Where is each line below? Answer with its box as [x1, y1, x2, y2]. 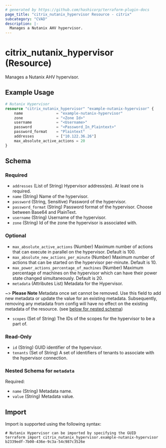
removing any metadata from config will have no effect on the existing [5, 301, 148, 307]
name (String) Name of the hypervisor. [12, 193, 89, 199]
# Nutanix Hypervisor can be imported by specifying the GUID [5, 431, 136, 436]
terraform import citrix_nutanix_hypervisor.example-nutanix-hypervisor [5, 435, 159, 440]
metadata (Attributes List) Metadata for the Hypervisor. [12, 280, 123, 286]
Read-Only [5, 333, 32, 340]
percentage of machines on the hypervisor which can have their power [12, 270, 158, 276]
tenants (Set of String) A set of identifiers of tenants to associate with [12, 349, 155, 355]
